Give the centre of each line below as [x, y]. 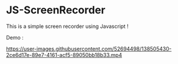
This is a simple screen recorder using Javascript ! [67, 26]
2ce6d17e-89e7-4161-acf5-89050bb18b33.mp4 [64, 55]
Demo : [15, 37]
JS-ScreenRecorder [56, 10]
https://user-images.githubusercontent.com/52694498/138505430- [89, 49]
